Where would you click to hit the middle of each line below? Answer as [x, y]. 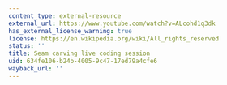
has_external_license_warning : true [70, 31]
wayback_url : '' [36, 69]
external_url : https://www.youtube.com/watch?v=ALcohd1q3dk [112, 23]
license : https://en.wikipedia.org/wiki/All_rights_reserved [114, 38]
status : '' [27, 46]
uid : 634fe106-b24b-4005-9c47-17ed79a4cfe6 [83, 62]
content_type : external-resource [65, 16]
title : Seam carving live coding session [79, 53]
